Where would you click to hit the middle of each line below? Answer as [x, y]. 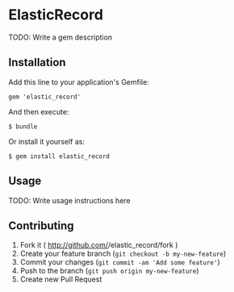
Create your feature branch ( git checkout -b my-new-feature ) [123, 254]
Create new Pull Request [61, 279]
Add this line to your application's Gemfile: [79, 81]
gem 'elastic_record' [45, 97]
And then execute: [39, 111]
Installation [37, 63]
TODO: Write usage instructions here [69, 200]
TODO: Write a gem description [61, 37]
